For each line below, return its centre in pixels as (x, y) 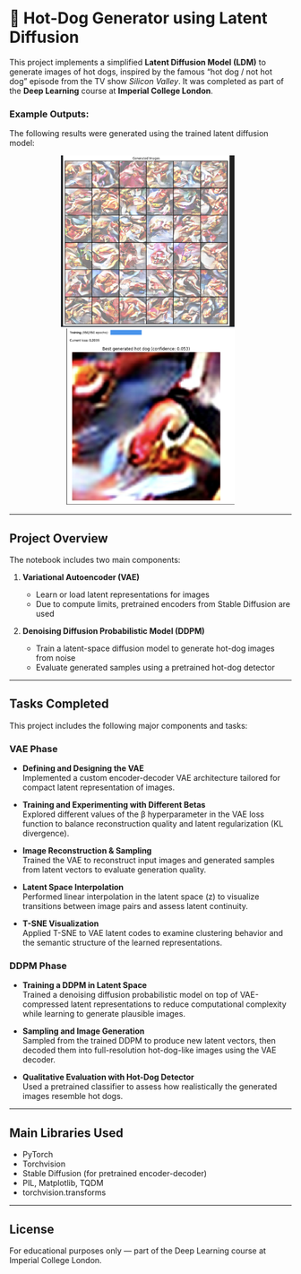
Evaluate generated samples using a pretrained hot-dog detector (155, 667)
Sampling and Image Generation (83, 1031)
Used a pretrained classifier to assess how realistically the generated (150, 1087)
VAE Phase (34, 749)
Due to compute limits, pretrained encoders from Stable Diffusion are (163, 603)
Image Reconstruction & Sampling (87, 851)
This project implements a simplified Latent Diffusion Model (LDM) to (138, 62)
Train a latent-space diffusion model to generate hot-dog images (155, 648)
